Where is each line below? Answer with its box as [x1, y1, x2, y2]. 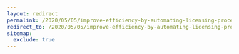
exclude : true [13, 36, 55, 43]
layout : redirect [6, 10, 59, 18]
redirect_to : [6, 23, 46, 30]
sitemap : [6, 29, 33, 37]
